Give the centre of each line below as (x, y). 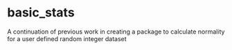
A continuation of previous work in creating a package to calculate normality (116, 32)
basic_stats (41, 13)
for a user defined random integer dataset (67, 38)
